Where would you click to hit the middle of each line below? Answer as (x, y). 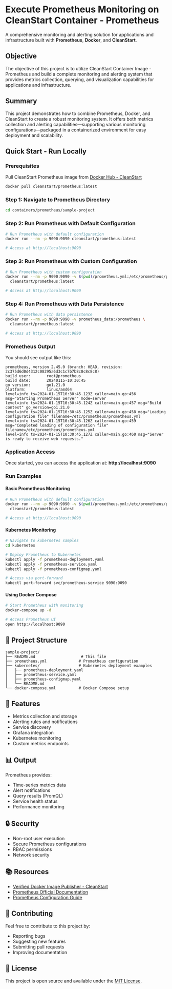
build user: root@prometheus (43, 376)
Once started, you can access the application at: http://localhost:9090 (81, 463)
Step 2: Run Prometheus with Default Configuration (70, 223)
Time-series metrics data (39, 785)
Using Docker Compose (31, 594)
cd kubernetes (20, 546)
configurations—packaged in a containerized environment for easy (76, 130)
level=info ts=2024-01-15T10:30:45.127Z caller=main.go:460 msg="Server (84, 435)
